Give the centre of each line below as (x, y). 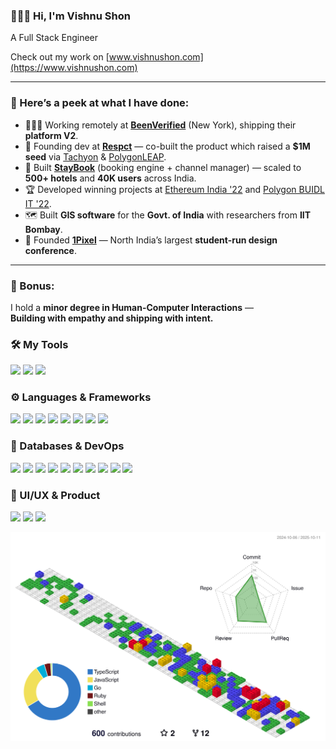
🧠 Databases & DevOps (67, 446)
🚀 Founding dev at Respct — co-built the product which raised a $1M (167, 146)
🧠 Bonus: (32, 286)
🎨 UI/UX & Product (55, 495)
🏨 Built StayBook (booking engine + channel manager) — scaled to (163, 167)
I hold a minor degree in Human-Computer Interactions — (132, 307)
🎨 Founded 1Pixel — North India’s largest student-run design (151, 240)
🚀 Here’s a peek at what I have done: (100, 103)
